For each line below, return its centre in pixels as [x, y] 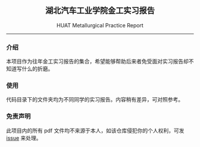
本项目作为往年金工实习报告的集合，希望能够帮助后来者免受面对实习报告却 [97, 62]
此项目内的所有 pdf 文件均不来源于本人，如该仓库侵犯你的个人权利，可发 [95, 130]
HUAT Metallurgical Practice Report [100, 25]
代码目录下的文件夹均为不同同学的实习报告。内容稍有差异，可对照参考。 [95, 100]
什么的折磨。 [37, 69]
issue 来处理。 [24, 138]
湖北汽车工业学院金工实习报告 [100, 11]
